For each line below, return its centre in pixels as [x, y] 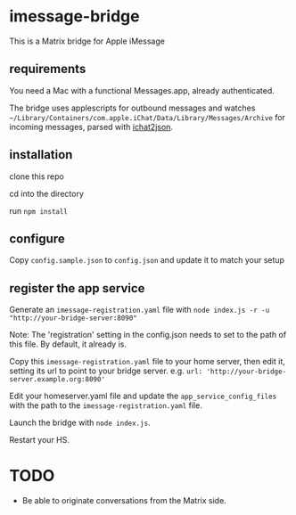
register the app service [77, 288]
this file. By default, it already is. [68, 344]
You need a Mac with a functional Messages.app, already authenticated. [142, 90]
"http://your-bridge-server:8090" [74, 318]
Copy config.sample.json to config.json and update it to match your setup [147, 260]
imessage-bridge [74, 16]
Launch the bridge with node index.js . [80, 423]
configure [37, 238]
